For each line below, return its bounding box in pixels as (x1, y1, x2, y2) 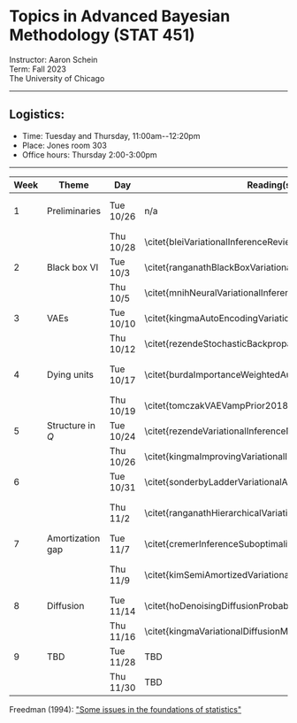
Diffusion (47, 599, 85, 611)
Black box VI (47, 261, 99, 273)
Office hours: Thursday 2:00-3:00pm (21, 149, 157, 160)
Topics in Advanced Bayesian (9, 6, 231, 27)
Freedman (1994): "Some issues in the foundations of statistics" (9, 704, 241, 714)
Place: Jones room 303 (21, 140, 108, 150)
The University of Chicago (9, 73, 105, 83)
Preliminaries (47, 204, 102, 217)
